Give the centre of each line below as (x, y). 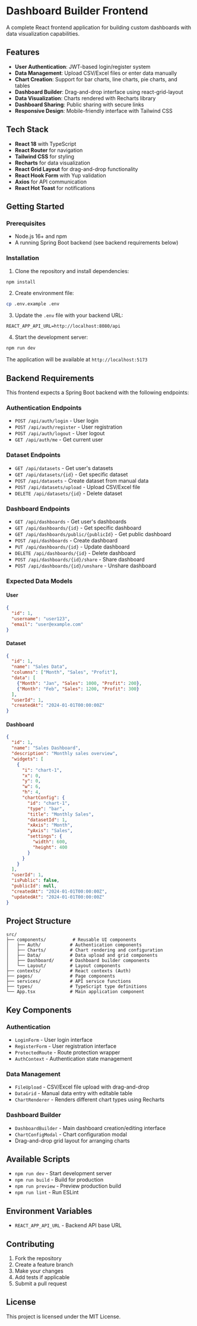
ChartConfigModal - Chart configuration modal (71, 1134)
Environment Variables (49, 1211)
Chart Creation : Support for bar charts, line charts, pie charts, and (96, 79)
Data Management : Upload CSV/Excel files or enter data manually (96, 73)
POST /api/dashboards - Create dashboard (66, 540)
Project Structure (39, 921)
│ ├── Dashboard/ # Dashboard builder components (78, 961)
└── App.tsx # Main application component (75, 992)
